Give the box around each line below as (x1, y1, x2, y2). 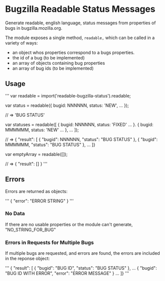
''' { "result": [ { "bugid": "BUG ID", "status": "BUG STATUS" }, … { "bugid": (5, 265, 157, 271)
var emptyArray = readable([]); (5, 151, 68, 157)
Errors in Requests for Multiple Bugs (5, 239, 94, 246)
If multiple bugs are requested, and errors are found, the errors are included (5, 250, 160, 256)
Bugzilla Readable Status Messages (5, 3, 156, 15)
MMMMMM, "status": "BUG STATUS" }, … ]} (5, 141, 96, 147)
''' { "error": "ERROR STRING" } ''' (5, 198, 74, 204)
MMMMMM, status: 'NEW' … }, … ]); (5, 127, 79, 133)
